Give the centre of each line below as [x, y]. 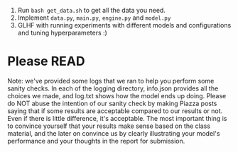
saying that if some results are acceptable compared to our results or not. [115, 111]
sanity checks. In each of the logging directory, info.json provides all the [113, 88]
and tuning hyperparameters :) [63, 33]
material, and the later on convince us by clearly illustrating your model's [114, 133]
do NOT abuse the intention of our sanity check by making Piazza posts [112, 103]
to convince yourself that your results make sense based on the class [109, 126]
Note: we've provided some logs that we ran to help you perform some [111, 81]
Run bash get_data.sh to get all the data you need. [91, 10]
